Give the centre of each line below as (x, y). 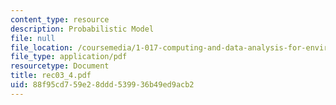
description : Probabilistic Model (82, 29)
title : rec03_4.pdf (51, 76)
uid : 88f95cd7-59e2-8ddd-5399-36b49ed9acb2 (102, 85)
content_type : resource (60, 19)
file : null (33, 38)
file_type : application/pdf (69, 57)
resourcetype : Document (60, 66)
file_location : (42, 47)
